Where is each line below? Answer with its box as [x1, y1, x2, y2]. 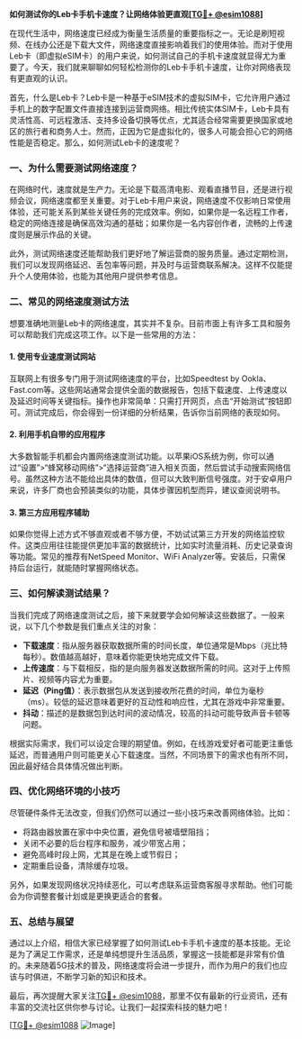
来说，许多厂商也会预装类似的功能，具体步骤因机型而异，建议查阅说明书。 [9, 485, 285, 495]
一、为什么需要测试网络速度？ [9, 161, 139, 174]
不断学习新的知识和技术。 [56, 971, 151, 982]
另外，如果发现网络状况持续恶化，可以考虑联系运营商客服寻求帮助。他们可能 [9, 879, 293, 890]
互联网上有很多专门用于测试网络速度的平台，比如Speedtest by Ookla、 [9, 373, 271, 384]
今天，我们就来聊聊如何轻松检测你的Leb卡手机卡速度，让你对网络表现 [32, 62, 291, 72]
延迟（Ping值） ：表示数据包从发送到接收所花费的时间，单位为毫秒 [22, 685, 265, 696]
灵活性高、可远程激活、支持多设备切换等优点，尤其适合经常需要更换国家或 [9, 114, 285, 125]
